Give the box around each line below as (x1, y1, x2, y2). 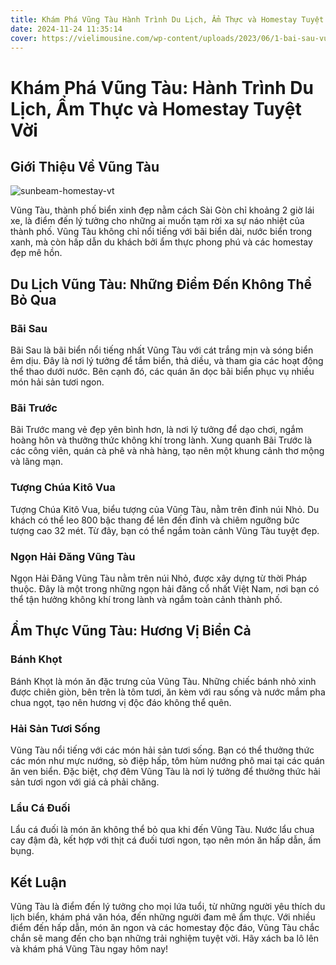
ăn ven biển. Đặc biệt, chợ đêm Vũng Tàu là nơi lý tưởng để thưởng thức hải (10, 765, 321, 777)
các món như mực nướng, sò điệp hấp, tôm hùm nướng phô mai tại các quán (10, 754, 325, 766)
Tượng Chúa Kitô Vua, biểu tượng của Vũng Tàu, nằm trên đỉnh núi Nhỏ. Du (10, 503, 320, 515)
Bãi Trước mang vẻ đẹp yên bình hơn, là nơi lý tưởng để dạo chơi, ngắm (10, 424, 304, 436)
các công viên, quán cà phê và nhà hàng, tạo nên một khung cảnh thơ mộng (10, 445, 325, 457)
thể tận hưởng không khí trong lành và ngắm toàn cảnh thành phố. (10, 593, 283, 605)
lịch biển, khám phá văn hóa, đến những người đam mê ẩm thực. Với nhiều (10, 911, 316, 923)
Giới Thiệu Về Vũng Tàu (10, 158, 160, 175)
